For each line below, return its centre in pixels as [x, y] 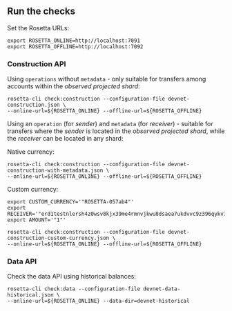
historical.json [30, 295]
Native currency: [31, 152]
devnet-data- [162, 289]
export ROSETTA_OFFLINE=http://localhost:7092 [75, 47]
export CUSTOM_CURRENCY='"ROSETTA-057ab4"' [71, 202]
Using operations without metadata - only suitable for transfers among [107, 79]
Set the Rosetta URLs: [38, 28]
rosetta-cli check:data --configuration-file [74, 289]
